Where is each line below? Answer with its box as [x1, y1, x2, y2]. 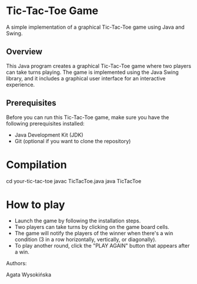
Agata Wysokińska [6, 271, 52, 278]
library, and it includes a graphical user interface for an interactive [6, 75, 166, 82]
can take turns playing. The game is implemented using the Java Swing [6, 69, 179, 76]
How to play [6, 198, 65, 211]
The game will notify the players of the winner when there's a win [14, 230, 173, 237]
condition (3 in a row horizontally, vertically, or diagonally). [14, 236, 157, 243]
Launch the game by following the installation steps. [14, 217, 141, 224]
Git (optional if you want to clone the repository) [14, 137, 131, 144]
